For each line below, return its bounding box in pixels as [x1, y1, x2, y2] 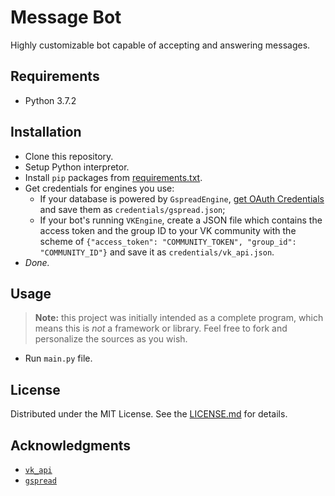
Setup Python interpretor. [24, 161, 130, 173]
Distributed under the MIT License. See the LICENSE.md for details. [10, 408, 288, 420]
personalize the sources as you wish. [34, 333, 188, 345]
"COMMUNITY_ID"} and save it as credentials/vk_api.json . [39, 246, 275, 258]
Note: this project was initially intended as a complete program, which [34, 312, 324, 324]
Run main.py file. [24, 352, 93, 365]
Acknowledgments [10, 437, 132, 454]
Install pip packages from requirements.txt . [24, 171, 203, 183]
